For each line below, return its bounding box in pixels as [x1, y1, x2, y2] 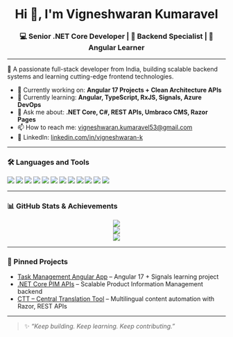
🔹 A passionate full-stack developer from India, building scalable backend [7, 65, 218, 74]
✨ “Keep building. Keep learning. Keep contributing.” [24, 322, 175, 331]
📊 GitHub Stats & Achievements [7, 201, 118, 211]
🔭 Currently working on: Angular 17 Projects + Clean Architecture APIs [17, 86, 222, 94]
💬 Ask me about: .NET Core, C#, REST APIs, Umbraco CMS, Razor [17, 108, 208, 117]
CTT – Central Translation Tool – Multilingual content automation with [17, 295, 215, 303]
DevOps [17, 101, 42, 109]
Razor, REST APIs [17, 302, 67, 311]
